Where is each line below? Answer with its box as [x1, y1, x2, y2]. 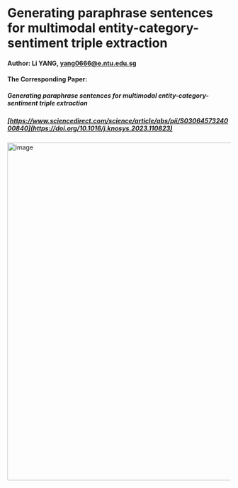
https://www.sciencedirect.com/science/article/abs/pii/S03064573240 [9, 117, 229, 125]
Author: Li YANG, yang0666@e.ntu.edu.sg [7, 59, 137, 67]
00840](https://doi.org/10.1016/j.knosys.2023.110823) [7, 124, 173, 132]
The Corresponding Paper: [7, 75, 88, 84]
